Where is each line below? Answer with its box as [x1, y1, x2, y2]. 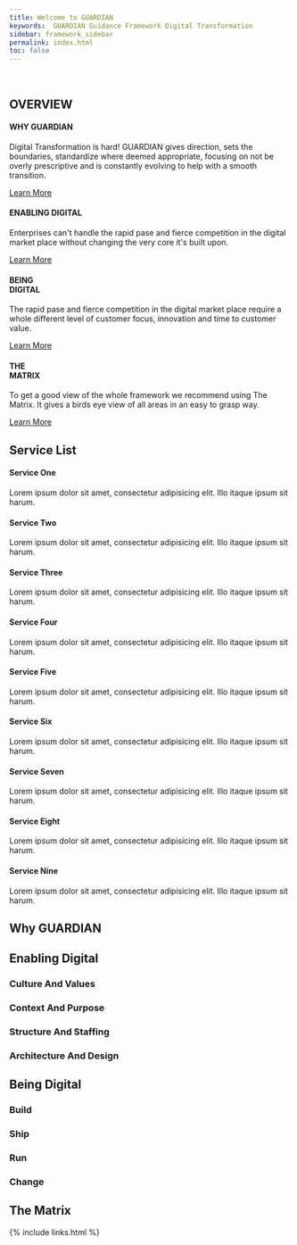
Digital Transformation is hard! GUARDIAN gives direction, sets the [9, 141, 253, 152]
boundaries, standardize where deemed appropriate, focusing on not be [9, 151, 275, 162]
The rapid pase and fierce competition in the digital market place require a [9, 304, 282, 315]
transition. [9, 170, 46, 180]
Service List [9, 443, 78, 458]
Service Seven [9, 766, 64, 776]
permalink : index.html [9, 37, 94, 47]
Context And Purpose [9, 1001, 105, 1014]
